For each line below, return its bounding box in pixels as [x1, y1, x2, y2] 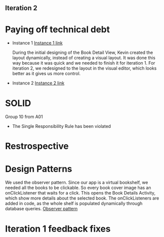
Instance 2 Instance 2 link [12, 80, 65, 86]
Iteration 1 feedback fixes [5, 223, 111, 234]
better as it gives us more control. [12, 71, 81, 77]
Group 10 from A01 [5, 114, 43, 120]
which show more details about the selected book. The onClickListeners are [5, 195, 159, 201]
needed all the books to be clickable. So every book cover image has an [5, 185, 151, 191]
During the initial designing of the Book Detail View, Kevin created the [12, 49, 153, 56]
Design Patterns [5, 163, 72, 174]
